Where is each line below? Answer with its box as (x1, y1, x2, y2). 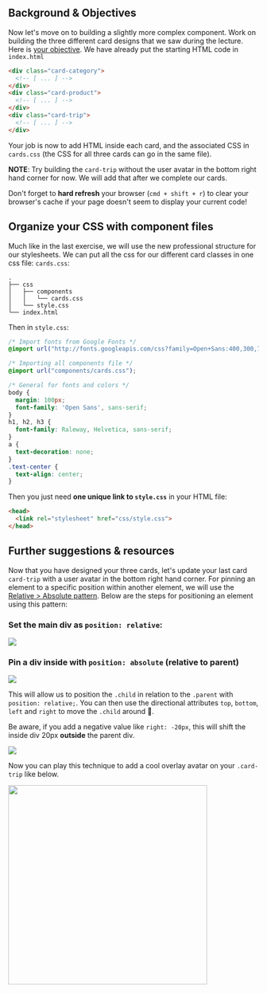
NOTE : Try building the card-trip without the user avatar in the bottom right (8, 164, 257, 174)
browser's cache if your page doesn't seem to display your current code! (8, 197, 248, 206)
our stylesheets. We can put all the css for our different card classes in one (8, 249, 254, 259)
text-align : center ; (15, 470, 83, 478)
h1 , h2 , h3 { (8, 418, 52, 426)
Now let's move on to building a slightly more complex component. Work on (8, 27, 257, 37)
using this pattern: (8, 599, 68, 609)
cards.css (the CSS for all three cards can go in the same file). (8, 149, 212, 159)
